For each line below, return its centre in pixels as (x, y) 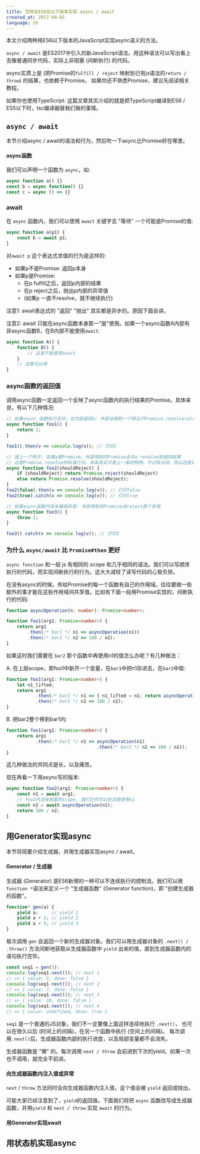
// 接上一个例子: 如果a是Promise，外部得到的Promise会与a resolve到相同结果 (94, 457)
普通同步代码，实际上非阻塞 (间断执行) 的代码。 (75, 61)
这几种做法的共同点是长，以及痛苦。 (51, 765)
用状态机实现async (41, 1143)
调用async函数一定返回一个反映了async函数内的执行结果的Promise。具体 (96, 400)
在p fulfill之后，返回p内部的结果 (62, 283)
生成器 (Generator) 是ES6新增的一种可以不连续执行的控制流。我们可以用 (95, 881)
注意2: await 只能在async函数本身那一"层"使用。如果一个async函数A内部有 (98, 323)
